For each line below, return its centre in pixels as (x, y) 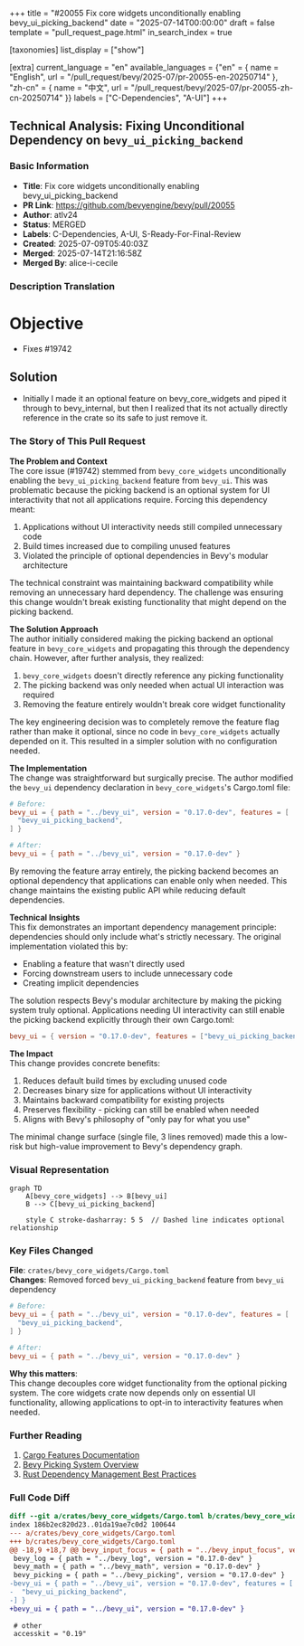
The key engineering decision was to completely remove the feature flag (144, 722)
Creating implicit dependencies (81, 983)
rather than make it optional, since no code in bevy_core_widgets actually (145, 731)
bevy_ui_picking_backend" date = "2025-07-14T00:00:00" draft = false (142, 23)
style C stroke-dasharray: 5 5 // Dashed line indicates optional (155, 1220)
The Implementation (48, 768)
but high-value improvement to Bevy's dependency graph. (133, 1146)
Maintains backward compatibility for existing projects (123, 1100)
